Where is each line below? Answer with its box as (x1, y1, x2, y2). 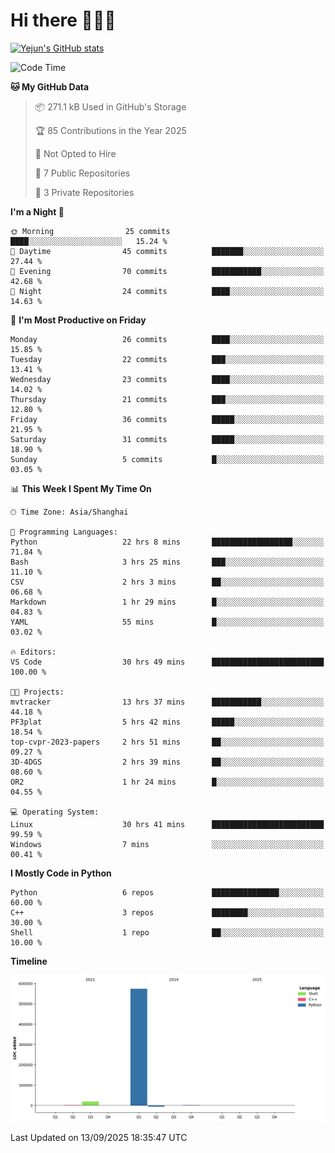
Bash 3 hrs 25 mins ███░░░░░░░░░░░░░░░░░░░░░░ (10, 557, 325, 567)
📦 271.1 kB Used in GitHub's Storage (34, 100, 187, 113)
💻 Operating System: (10, 807, 100, 817)
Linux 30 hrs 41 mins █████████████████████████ (10, 819, 325, 829)
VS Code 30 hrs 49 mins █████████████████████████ (10, 657, 325, 667)
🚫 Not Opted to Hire (34, 147, 117, 159)
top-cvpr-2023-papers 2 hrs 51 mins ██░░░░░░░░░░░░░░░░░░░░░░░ (10, 737, 325, 747)
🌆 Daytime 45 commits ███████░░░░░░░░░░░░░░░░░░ (10, 246, 325, 256)
